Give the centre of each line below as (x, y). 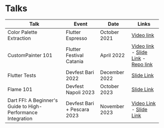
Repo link (142, 64)
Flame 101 (20, 89)
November (112, 106)
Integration (20, 118)
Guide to (17, 106)
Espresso (76, 38)
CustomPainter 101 (30, 55)
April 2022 (113, 55)
